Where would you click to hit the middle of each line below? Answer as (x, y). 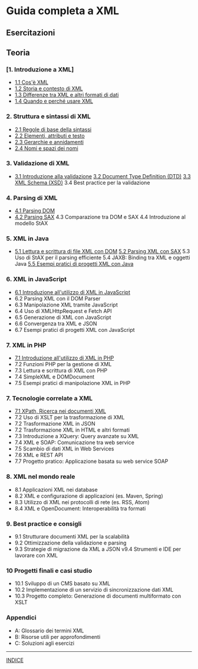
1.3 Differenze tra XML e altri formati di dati (67, 95)
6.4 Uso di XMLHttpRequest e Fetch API (63, 311)
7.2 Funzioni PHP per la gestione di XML (63, 364)
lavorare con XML (36, 555)
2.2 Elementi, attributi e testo (49, 136)
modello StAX (31, 223)
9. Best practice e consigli (44, 524)
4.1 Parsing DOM (34, 211)
